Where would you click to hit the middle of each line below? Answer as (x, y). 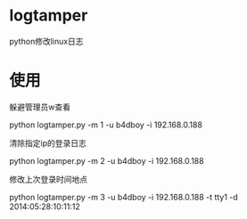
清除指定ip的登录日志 (48, 142)
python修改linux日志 (46, 41)
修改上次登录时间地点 (48, 179)
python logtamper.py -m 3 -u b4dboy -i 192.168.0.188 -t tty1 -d (123, 197)
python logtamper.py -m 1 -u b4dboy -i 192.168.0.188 (106, 125)
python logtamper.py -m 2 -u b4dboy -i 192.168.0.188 (107, 160)
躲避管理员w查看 (40, 107)
